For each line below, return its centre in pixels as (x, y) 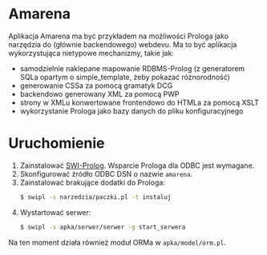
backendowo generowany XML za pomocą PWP (99, 94)
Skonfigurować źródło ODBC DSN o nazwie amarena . (106, 173)
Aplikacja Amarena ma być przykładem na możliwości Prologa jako (118, 36)
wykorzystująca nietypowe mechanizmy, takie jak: (91, 53)
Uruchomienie (57, 143)
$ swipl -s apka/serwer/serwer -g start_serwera (103, 227)
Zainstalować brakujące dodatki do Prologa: (93, 182)
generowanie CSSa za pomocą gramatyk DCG (96, 86)
